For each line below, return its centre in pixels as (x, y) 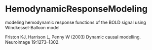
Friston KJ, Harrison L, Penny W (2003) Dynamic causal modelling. (73, 37)
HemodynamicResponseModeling (76, 9)
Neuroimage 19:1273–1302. (33, 42)
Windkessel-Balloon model (32, 27)
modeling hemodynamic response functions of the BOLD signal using (76, 22)
